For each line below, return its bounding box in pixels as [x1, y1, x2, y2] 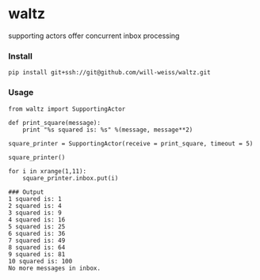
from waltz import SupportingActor [8, 104, 126, 113]
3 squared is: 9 [8, 209, 62, 217]
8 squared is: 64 [8, 243, 66, 252]
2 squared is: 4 [8, 202, 62, 210]
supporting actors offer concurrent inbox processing [8, 31, 180, 40]
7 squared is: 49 [8, 236, 66, 244]
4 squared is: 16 [8, 215, 66, 224]
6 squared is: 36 [8, 229, 66, 237]
